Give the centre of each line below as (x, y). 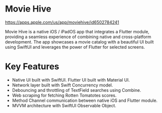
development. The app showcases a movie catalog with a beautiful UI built (80, 42)
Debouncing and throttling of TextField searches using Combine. (77, 90)
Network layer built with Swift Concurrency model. (62, 85)
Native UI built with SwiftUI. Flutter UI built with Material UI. (71, 80)
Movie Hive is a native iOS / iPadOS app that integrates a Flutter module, (77, 31)
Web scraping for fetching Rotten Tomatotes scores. (64, 95)
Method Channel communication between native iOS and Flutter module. (85, 100)
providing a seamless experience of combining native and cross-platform (78, 37)
